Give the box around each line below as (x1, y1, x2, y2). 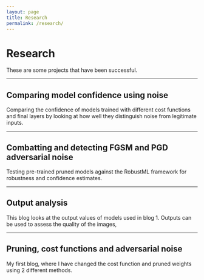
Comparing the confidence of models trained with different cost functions (6, 106, 191, 113)
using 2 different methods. (6, 266, 73, 274)
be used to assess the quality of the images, (6, 220, 117, 228)
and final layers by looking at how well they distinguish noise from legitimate (6, 113, 197, 120)
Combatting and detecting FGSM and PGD (6, 142, 169, 153)
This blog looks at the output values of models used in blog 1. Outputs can (6, 214, 192, 221)
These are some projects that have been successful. (6, 66, 138, 74)
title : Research (6, 15, 47, 21)
